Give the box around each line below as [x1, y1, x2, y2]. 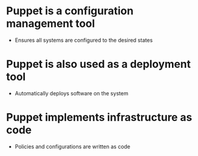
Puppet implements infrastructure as [6, 111, 192, 124]
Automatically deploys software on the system [14, 89, 129, 96]
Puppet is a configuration [6, 4, 134, 18]
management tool [6, 17, 95, 30]
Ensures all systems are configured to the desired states [14, 36, 153, 43]
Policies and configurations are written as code [14, 143, 131, 150]
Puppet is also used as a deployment [6, 58, 191, 71]
